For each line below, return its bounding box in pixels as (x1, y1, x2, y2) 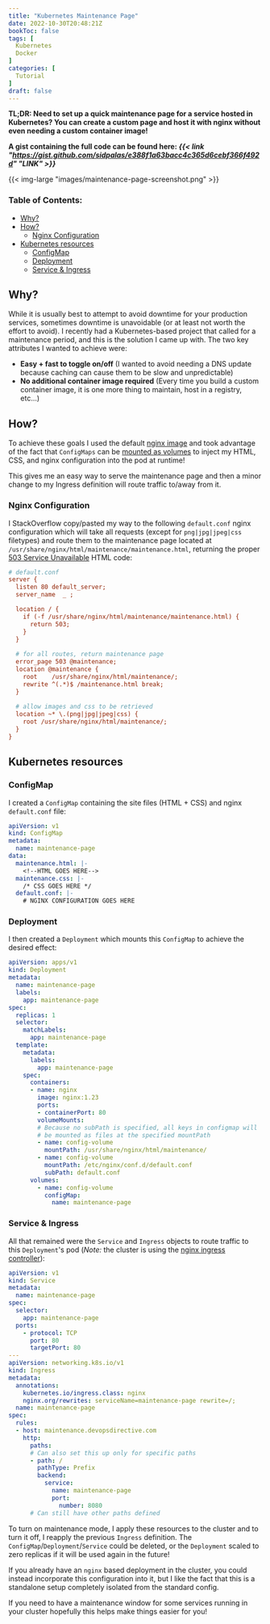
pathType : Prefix (37, 1464, 95, 1472)
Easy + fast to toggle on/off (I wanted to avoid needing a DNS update (19, 359, 252, 369)
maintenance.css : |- (15, 874, 85, 882)
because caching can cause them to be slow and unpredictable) (19, 368, 234, 378)
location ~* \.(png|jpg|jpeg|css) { (15, 710, 139, 718)
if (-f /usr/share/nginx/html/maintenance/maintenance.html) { (23, 613, 240, 621)
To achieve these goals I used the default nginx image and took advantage (8, 438, 256, 448)
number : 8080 (59, 1501, 103, 1509)
